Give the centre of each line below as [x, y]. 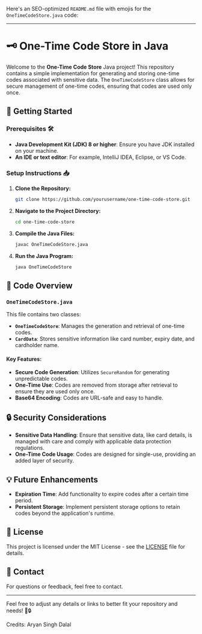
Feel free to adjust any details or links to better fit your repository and [92, 603]
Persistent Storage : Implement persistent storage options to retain [97, 506]
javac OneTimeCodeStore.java [51, 244]
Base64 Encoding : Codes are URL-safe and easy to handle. [89, 398]
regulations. [30, 448]
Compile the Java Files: [45, 233]
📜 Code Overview [40, 285]
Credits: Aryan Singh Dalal [39, 624]
